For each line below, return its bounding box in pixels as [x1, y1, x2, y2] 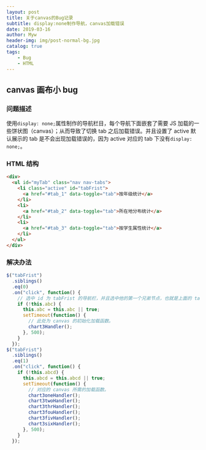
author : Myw [6, 32, 37, 38]
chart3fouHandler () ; [28, 409, 81, 416]
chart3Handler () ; [28, 324, 72, 330]
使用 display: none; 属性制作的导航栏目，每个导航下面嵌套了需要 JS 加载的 [6, 120, 194, 127]
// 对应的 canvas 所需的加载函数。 [28, 386, 109, 393]
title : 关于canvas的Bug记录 [6, 15, 74, 21]
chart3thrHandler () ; [28, 403, 81, 410]
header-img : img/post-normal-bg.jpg [6, 37, 100, 44]
